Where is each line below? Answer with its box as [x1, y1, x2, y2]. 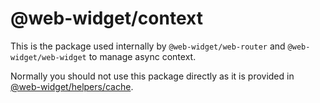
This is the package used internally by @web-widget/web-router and [10, 40, 286, 52]
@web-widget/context [10, 7, 203, 30]
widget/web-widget [10, 52, 87, 62]
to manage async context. [88, 50, 197, 62]
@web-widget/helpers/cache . [10, 80, 134, 92]
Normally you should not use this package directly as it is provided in [10, 70, 295, 82]
